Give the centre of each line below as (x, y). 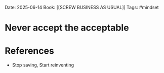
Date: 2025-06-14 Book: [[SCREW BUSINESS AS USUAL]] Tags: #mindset (82, 7)
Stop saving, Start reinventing (43, 65)
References (29, 51)
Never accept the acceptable (67, 28)
